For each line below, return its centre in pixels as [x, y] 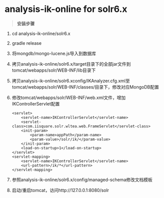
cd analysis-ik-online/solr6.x [41, 33]
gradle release [27, 43]
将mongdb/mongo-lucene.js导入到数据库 [54, 53]
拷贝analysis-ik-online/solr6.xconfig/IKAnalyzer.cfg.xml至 [71, 81]
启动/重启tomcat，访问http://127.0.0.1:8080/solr [60, 190]
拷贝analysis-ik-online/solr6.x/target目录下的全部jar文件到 [71, 64]
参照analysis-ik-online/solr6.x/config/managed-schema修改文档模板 [82, 180]
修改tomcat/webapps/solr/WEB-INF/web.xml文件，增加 [69, 98]
